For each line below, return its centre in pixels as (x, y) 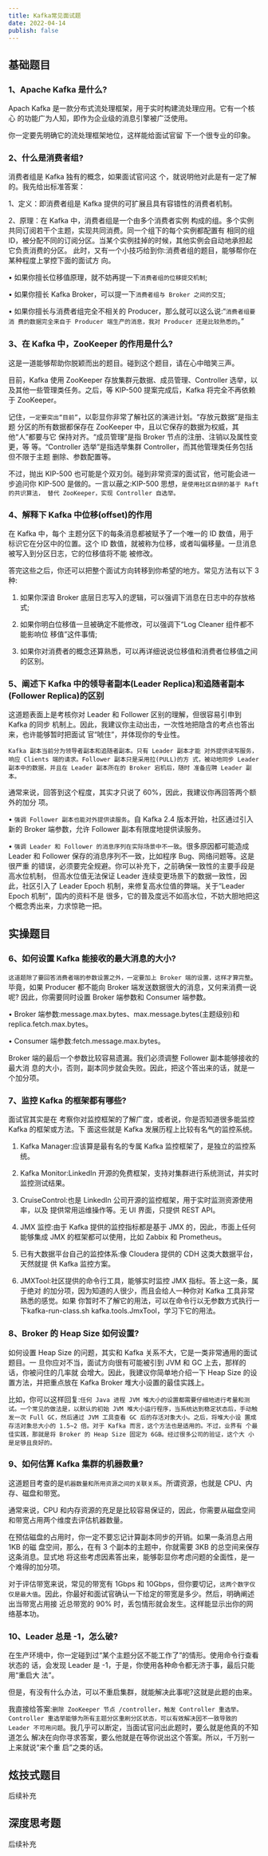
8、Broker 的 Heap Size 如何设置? (74, 1334)
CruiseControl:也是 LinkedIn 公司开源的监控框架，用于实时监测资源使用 (136, 1200)
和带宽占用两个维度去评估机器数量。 (68, 1519)
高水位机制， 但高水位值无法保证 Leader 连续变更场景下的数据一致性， (124, 876)
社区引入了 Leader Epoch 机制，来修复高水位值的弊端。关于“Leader (133, 886)
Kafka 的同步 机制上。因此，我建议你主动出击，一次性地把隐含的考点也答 (128, 725)
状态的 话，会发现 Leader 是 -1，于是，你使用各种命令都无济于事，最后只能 (132, 1665)
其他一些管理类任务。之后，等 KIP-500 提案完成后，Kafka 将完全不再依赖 (135, 390)
